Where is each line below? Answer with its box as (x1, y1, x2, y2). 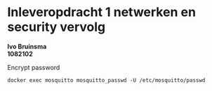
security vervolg (7, 19, 106, 35)
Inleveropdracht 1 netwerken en (7, 4, 197, 20)
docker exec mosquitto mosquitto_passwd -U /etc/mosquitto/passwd (7, 76, 206, 84)
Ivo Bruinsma (7, 42, 47, 50)
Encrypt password (7, 63, 60, 71)
